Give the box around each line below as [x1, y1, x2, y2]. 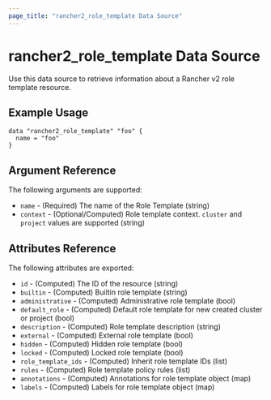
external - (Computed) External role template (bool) [19, 330, 194, 340]
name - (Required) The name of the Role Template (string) [19, 200, 210, 211]
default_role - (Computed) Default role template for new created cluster [19, 305, 263, 314]
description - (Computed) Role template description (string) [19, 322, 221, 331]
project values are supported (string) [19, 218, 146, 228]
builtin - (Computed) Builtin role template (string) [19, 287, 188, 297]
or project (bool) [19, 313, 75, 323]
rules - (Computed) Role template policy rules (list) [19, 365, 191, 374]
